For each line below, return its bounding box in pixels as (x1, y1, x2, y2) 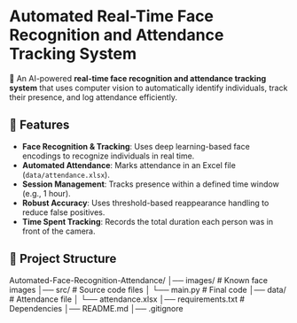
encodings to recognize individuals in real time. (21, 150, 195, 161)
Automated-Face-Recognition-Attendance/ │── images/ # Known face (9, 274, 269, 285)
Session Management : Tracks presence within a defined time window (21, 179, 279, 189)
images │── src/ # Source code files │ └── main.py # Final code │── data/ (9, 284, 286, 295)
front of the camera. (21, 226, 96, 236)
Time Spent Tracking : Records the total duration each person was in (21, 216, 273, 227)
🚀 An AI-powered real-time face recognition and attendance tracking (9, 73, 267, 83)
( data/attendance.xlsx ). (21, 169, 111, 180)
